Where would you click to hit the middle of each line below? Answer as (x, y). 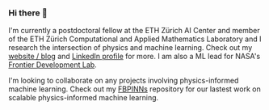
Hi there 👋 (28, 13)
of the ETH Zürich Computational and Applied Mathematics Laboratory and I (135, 39)
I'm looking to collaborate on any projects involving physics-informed (124, 81)
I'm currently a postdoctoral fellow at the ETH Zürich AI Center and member (134, 31)
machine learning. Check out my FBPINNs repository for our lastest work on (134, 89)
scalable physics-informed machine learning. (84, 98)
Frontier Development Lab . (53, 65)
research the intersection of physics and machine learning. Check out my (130, 48)
